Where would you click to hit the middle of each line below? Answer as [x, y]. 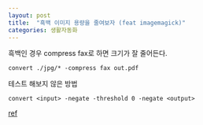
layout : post [30, 15]
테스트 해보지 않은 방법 [43, 84]
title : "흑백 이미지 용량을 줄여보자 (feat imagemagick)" [97, 23]
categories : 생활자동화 [43, 30]
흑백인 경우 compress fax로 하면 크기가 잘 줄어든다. [88, 53]
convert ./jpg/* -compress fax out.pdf [74, 68]
